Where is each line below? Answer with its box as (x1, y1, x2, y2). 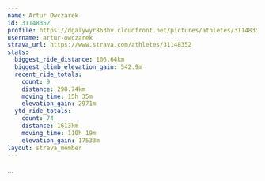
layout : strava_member (7, 144, 82, 152)
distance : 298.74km (21, 85, 86, 93)
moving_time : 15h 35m (21, 92, 93, 100)
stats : (7, 48, 29, 56)
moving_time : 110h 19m (21, 129, 97, 137)
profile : (7, 26, 36, 34)
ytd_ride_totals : (14, 107, 72, 115)
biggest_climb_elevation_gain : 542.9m (14, 63, 143, 71)
